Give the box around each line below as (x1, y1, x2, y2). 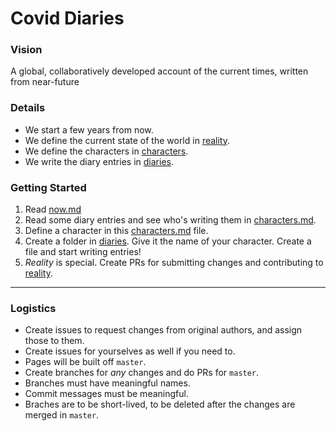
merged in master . (24, 409, 100, 421)
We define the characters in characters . (24, 145, 189, 157)
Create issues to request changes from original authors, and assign (24, 324, 303, 336)
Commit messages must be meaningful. (24, 388, 189, 400)
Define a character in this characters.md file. (24, 225, 209, 237)
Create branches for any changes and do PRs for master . (24, 367, 260, 379)
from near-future (10, 76, 80, 88)
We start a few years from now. (24, 123, 154, 136)
